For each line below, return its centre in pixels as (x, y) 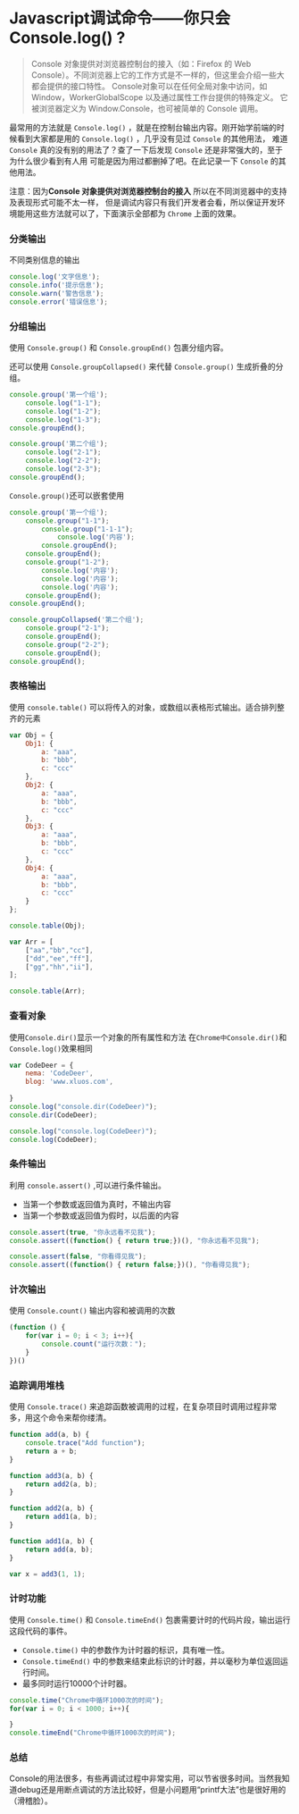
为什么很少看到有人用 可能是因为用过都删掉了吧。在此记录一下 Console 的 (144, 161)
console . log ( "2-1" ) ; (63, 452)
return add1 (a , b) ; (62, 1517)
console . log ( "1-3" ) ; (63, 420)
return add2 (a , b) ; (62, 1484)
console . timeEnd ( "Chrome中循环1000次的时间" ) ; (93, 1733)
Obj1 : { (39, 743)
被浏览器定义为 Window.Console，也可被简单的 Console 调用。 (147, 108)
